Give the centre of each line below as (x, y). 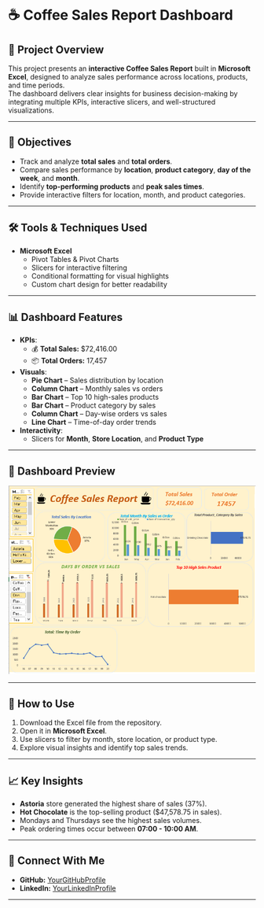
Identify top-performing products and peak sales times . (112, 186)
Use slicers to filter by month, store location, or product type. (118, 740)
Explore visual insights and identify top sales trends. (104, 747)
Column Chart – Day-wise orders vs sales (99, 414)
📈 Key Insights (46, 781)
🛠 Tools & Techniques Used (78, 228)
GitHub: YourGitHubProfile (62, 880)
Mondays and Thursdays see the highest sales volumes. (110, 821)
